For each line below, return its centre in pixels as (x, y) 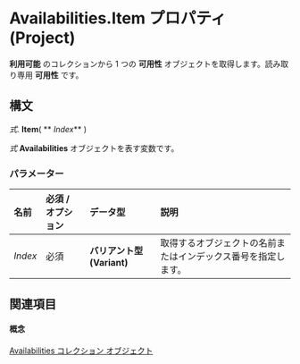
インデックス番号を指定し (232, 257)
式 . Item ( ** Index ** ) (48, 129)
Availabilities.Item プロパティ (118, 18)
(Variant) (108, 263)
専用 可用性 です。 (50, 75)
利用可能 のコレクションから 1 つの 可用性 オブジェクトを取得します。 (137, 63)
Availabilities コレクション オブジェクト (81, 351)
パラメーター (37, 174)
